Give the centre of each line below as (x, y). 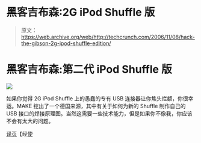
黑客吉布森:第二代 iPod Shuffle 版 (89, 69)
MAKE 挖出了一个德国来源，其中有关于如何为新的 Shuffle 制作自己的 (101, 106)
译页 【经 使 (20, 133)
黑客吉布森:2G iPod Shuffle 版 (81, 12)
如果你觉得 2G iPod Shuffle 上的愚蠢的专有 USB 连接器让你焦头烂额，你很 (97, 98)
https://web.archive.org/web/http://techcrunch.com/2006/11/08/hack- (108, 37)
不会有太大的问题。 (30, 121)
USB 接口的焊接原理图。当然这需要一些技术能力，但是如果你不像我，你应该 (99, 113)
